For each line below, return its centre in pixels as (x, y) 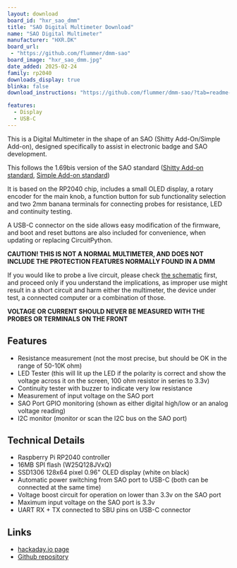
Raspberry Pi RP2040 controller (64, 458)
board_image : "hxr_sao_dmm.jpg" (55, 60)
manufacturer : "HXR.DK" (42, 40)
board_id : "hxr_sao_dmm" (44, 21)
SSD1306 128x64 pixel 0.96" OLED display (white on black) (103, 473)
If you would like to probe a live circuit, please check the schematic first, (112, 275)
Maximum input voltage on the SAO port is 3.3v (86, 502)
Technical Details (46, 440)
